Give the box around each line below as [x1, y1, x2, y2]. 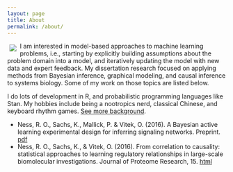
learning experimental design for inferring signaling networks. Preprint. [17, 128, 221, 136]
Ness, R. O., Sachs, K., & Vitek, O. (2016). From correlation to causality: [17, 143, 220, 151]
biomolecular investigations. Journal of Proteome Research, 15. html [17, 157, 212, 166]
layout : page [7, 10, 45, 17]
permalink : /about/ [7, 23, 64, 30]
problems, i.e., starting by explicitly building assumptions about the [19, 49, 212, 58]
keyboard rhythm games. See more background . [7, 107, 146, 115]
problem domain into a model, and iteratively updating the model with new [7, 57, 220, 65]
